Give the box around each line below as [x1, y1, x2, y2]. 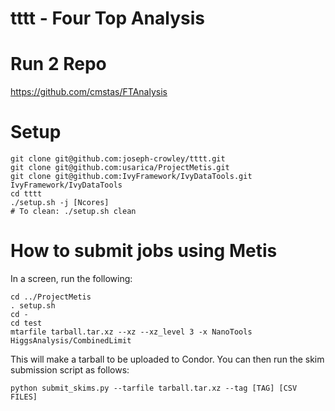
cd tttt [10, 189, 43, 199]
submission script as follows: [10, 364, 130, 376]
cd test [10, 318, 43, 328]
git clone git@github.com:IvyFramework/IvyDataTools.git [10, 172, 253, 182]
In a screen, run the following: [10, 273, 133, 284]
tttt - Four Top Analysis [10, 7, 205, 30]
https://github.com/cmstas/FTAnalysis [10, 86, 168, 98]
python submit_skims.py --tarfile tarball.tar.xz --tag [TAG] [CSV [10, 383, 298, 393]
